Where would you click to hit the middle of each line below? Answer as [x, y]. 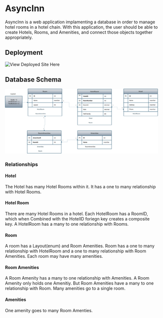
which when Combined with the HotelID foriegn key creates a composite [77, 219]
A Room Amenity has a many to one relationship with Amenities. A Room [77, 278]
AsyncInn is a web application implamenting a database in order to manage [80, 22]
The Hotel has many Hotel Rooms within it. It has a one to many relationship [81, 186]
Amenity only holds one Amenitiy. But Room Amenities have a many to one [79, 283]
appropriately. [19, 37]
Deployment [24, 53]
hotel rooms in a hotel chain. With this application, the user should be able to [81, 27]
